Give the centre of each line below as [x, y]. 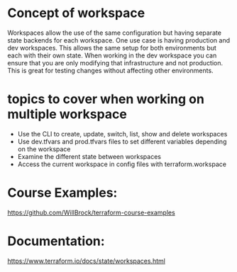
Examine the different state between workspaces [89, 156]
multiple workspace [67, 114]
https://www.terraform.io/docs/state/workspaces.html [86, 261]
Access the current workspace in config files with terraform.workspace [122, 164]
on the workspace [44, 149]
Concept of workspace [76, 13]
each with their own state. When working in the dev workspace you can [112, 55]
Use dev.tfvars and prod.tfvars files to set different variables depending [122, 141]
